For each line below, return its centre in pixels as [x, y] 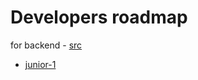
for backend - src [46, 45]
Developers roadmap [99, 17]
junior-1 [40, 64]
